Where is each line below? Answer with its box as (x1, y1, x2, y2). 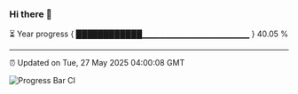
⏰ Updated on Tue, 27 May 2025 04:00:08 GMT (9, 58, 185, 68)
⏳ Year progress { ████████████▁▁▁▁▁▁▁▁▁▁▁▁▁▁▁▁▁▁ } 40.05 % (9, 28, 289, 39)
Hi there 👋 (9, 8, 53, 20)
